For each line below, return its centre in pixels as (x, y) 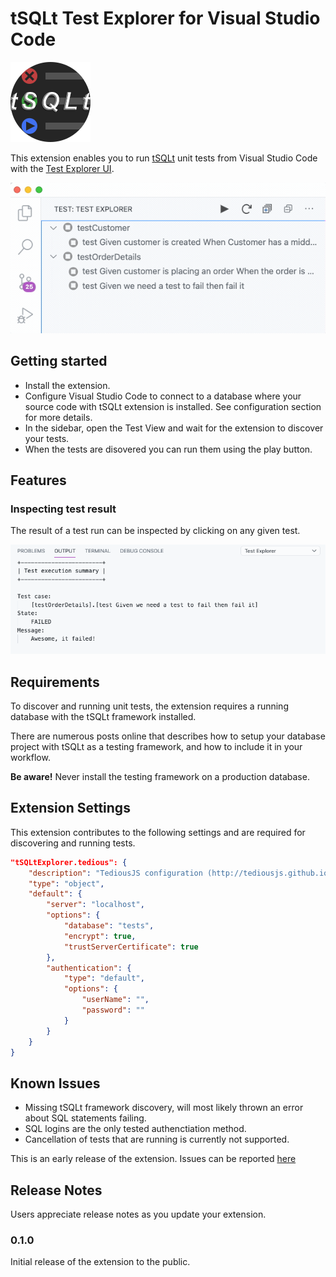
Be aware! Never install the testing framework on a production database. (160, 776)
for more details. (58, 417)
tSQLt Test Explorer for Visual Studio (165, 18)
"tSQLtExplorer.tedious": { (69, 862)
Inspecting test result (63, 509)
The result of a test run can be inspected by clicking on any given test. (155, 531)
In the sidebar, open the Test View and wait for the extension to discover (174, 428)
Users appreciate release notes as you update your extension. (138, 1214)
